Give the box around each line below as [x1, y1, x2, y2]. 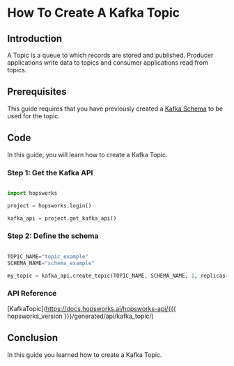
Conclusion [7, 332, 58, 344]
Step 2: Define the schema [7, 231, 99, 241]
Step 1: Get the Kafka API [7, 168, 93, 177]
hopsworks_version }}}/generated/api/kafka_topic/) [7, 312, 155, 320]
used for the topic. [7, 111, 61, 120]
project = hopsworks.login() [7, 202, 92, 209]
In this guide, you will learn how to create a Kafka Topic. [7, 150, 168, 159]
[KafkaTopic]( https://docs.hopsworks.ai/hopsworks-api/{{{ [7, 304, 176, 312]
